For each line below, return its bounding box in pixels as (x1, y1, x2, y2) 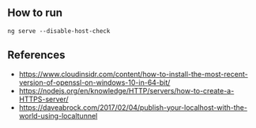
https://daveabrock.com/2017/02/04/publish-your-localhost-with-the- (18, 102, 248, 112)
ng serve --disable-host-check (7, 27, 111, 35)
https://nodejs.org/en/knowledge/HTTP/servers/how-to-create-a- (18, 86, 235, 95)
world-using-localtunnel (18, 111, 98, 120)
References (7, 49, 66, 62)
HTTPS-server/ (18, 94, 69, 104)
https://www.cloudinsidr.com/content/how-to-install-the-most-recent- (18, 69, 248, 79)
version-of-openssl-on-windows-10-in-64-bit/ (18, 78, 171, 87)
